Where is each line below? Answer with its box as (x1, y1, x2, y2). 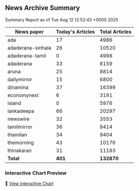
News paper (15, 28, 44, 35)
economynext (7, 92, 39, 99)
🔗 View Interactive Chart (5, 181, 54, 187)
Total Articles (99, 28, 132, 35)
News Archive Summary (5, 4, 80, 12)
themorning (7, 139, 34, 146)
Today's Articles (55, 28, 95, 35)
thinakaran (7, 147, 32, 154)
